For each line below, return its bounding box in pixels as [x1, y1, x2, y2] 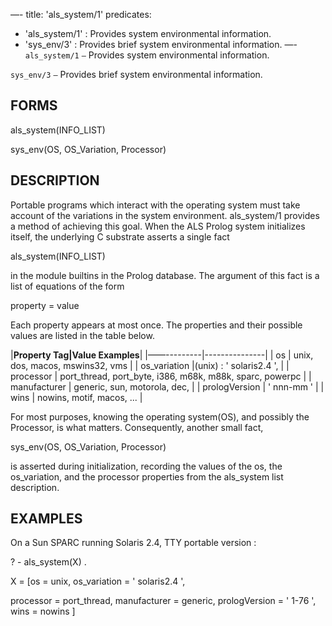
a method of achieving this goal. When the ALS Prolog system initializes [10, 220, 306, 232]
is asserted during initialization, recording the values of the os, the [10, 460, 283, 472]
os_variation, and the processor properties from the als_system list [10, 470, 284, 483]
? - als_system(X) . [10, 556, 87, 568]
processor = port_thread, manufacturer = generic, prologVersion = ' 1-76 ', [10, 595, 317, 607]
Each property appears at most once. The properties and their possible [10, 319, 303, 331]
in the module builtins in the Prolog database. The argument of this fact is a [10, 269, 320, 281]
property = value [10, 299, 80, 311]
